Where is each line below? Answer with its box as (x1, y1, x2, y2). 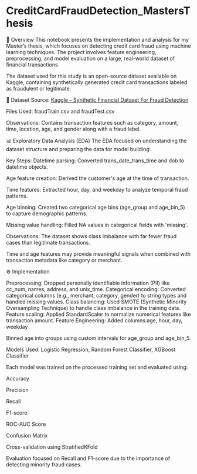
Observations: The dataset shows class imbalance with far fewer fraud (6, 232, 177, 239)
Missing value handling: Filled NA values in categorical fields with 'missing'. (6, 221, 189, 228)
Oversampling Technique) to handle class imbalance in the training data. (6, 304, 181, 311)
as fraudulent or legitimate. (6, 85, 72, 92)
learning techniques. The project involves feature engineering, (6, 48, 157, 55)
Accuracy (6, 375, 29, 382)
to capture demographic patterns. (6, 210, 88, 217)
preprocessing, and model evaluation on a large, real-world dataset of (6, 55, 175, 62)
